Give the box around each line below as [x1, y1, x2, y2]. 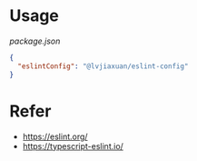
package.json [9, 35, 61, 46]
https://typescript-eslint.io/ [22, 140, 124, 151]
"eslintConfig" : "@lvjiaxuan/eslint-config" [17, 61, 189, 71]
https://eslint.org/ [22, 131, 88, 142]
